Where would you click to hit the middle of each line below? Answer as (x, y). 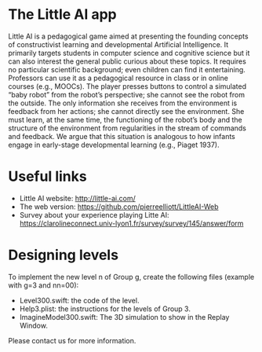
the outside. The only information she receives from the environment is (123, 103)
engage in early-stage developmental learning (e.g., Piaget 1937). (114, 145)
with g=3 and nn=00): (44, 285)
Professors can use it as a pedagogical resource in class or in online (118, 78)
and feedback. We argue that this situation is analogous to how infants (122, 136)
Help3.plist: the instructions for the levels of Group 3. (105, 309)
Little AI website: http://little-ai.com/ (77, 198)
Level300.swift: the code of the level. (79, 300)
